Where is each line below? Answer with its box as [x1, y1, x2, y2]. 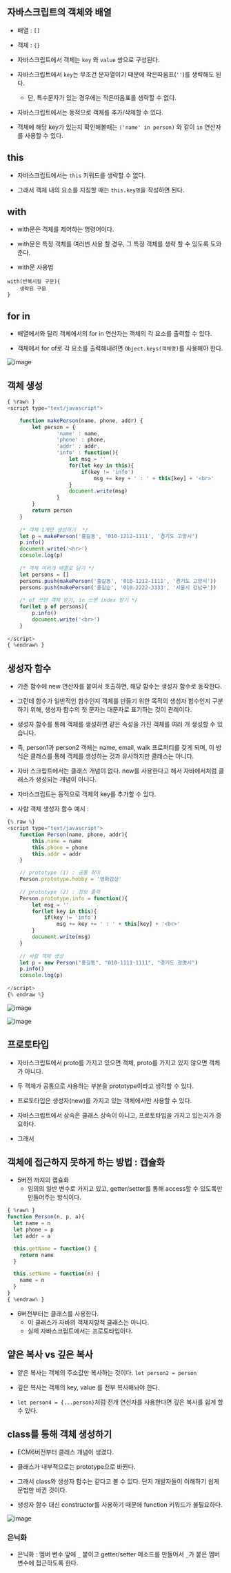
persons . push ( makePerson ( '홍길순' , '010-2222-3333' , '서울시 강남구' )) [19, 584, 217, 591]
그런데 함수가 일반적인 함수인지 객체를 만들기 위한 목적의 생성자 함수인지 [17, 697, 211, 705]
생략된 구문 [19, 286, 47, 293]
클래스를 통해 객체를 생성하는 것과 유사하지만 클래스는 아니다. [30, 752, 194, 760]
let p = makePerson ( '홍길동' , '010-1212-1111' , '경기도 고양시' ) [19, 533, 199, 540]
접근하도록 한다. [35, 1559, 79, 1567]
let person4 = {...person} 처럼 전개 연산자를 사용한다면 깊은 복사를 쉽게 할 [17, 1398, 223, 1406]
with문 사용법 [17, 263, 54, 271]
